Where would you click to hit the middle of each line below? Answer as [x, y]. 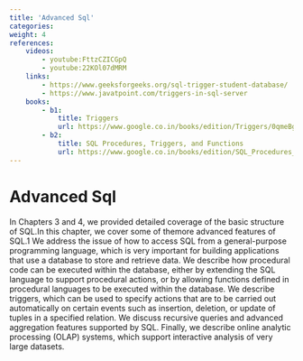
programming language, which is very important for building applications [144, 250]
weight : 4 [28, 34]
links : [38, 77]
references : [32, 43]
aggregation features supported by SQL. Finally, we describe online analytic [150, 327]
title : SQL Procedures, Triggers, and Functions [151, 143]
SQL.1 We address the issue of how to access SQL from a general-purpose [148, 241]
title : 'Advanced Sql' [52, 18]
